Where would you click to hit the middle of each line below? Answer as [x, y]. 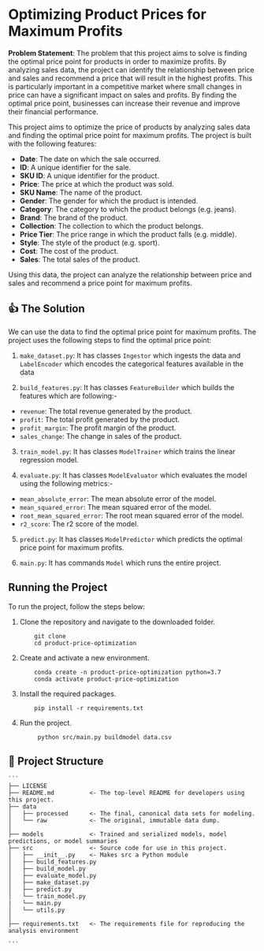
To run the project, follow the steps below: [77, 606]
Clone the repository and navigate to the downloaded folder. [117, 622]
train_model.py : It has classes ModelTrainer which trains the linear [127, 451]
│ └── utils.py [37, 910]
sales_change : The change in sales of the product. [100, 436]
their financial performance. [53, 111]
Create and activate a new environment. [84, 658]
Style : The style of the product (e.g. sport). [89, 243]
